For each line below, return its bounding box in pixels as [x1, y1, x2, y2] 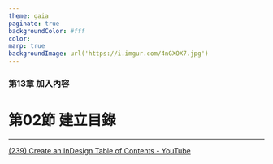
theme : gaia [8, 11, 49, 20]
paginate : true [8, 19, 60, 28]
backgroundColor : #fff [8, 27, 85, 35]
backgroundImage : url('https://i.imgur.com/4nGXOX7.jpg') [8, 50, 209, 58]
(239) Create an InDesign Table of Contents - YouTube [8, 145, 191, 155]
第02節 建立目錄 [8, 111, 116, 130]
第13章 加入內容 [8, 78, 70, 89]
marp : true [8, 42, 45, 50]
